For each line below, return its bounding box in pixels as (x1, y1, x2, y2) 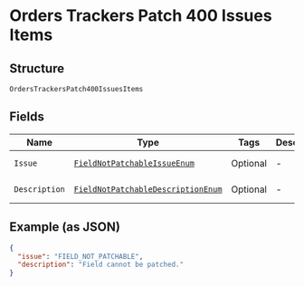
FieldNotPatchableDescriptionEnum (73, 184, 223, 195)
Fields (9, 110, 45, 125)
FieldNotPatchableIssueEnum (73, 157, 195, 168)
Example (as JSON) (9, 219, 120, 235)
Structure (9, 61, 65, 76)
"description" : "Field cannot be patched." (17, 260, 184, 270)
